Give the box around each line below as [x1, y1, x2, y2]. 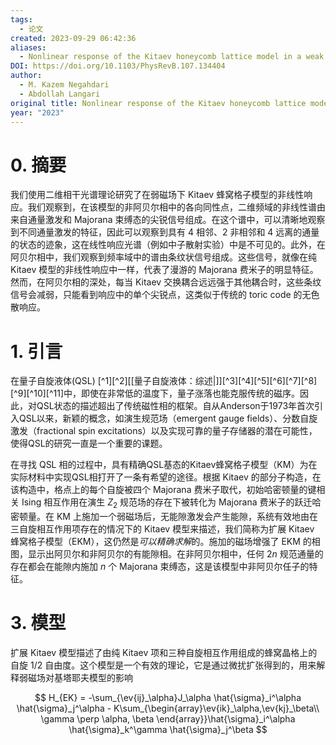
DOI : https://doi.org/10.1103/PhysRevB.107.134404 [10, 61, 226, 71]
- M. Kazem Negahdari [19, 80, 110, 90]
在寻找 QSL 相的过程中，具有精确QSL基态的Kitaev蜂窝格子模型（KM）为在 [10, 459, 318, 471]
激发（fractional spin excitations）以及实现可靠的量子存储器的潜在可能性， [10, 425, 318, 437]
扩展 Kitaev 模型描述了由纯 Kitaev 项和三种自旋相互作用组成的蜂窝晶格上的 [10, 646, 318, 658]
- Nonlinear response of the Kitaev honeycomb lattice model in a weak [19, 52, 325, 62]
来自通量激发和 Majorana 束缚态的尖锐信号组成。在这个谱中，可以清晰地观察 [10, 214, 326, 226]
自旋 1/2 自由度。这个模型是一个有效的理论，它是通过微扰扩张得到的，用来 [10, 659, 317, 671]
